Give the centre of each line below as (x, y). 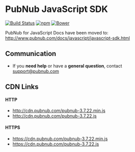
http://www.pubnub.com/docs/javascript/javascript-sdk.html (67, 38)
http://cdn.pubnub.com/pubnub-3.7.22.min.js (59, 110)
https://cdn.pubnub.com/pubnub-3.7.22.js (55, 144)
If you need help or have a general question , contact (67, 65)
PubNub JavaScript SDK (57, 9)
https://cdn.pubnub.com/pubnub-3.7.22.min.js (60, 138)
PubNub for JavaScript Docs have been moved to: (57, 32)
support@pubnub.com (35, 71)
